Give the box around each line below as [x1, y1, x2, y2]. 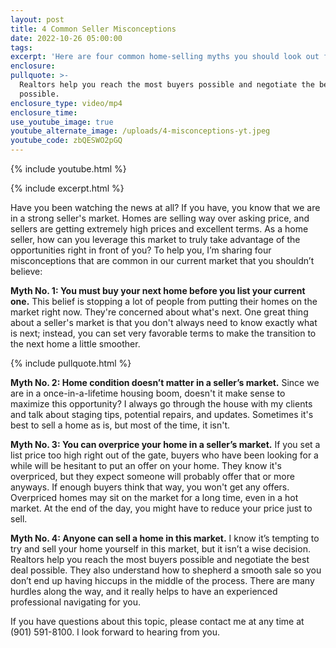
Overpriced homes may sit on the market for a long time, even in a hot [10, 492, 299, 503]
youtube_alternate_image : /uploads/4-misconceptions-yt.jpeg [10, 126, 271, 136]
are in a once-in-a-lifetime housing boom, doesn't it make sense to [10, 387, 286, 399]
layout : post [10, 14, 65, 25]
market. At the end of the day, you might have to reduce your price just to [10, 502, 313, 514]
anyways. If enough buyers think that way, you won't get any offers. [10, 481, 290, 493]
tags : [10, 42, 33, 53]
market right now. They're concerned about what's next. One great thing [10, 306, 309, 318]
